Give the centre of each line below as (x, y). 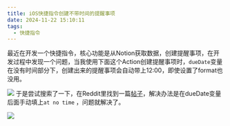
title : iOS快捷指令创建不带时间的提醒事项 (61, 13)
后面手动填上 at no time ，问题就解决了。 (66, 102)
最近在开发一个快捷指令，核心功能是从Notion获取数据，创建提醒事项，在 (111, 53)
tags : (15, 26)
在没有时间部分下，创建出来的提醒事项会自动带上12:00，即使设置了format (112, 70)
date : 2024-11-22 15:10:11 (46, 20)
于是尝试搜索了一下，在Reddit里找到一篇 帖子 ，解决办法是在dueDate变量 (118, 94)
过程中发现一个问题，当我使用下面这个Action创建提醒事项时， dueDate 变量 (118, 62)
